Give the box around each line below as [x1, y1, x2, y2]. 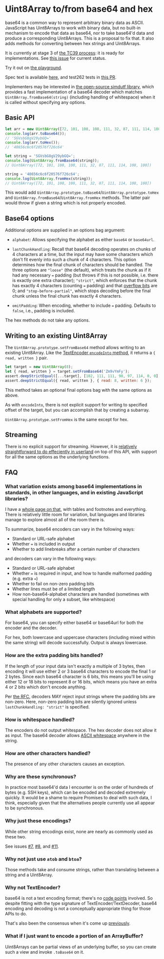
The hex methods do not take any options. [5, 317, 90, 323]
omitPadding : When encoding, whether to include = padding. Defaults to [12, 303, 156, 308]
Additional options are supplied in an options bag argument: [5, 227, 125, 233]
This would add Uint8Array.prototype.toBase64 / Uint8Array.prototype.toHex [5, 190, 159, 196]
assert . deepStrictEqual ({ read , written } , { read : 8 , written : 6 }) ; [5, 378, 152, 383]
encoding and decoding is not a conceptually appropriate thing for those [5, 906, 151, 911]
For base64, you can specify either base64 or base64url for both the [5, 620, 143, 626]
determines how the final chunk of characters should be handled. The [12, 262, 153, 268]
